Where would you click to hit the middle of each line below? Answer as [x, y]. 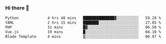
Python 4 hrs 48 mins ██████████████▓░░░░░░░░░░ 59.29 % [83, 18]
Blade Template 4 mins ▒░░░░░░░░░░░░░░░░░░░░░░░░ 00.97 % [83, 37]
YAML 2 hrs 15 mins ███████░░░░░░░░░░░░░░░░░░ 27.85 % [83, 23]
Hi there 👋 [17, 8]
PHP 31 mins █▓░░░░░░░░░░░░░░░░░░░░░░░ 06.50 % [83, 27]
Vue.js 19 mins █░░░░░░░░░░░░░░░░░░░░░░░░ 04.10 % [83, 32]
